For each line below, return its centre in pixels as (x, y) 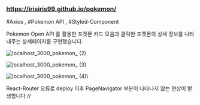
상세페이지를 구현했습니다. (53, 42)
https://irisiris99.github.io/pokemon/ (61, 9)
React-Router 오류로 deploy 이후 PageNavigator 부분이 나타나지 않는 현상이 (96, 88)
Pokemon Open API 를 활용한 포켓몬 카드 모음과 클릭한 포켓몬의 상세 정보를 (95, 34)
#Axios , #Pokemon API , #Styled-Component (63, 22)
